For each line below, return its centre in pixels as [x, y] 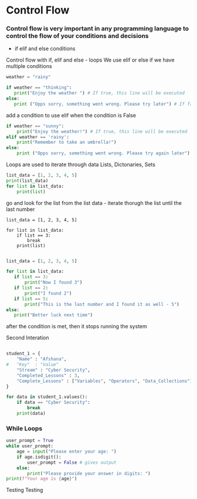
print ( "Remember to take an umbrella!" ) [67, 142]
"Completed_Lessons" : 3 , [48, 375]
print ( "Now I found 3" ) [53, 282]
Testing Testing [25, 490]
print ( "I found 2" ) [48, 293]
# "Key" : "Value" [33, 365]
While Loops [24, 428]
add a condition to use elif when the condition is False [71, 115]
